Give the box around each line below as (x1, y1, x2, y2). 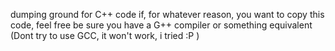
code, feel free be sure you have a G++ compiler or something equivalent (10, 19, 313, 31)
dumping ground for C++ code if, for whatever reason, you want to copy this (10, 9, 325, 20)
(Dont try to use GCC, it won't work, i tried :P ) (10, 30, 200, 41)
